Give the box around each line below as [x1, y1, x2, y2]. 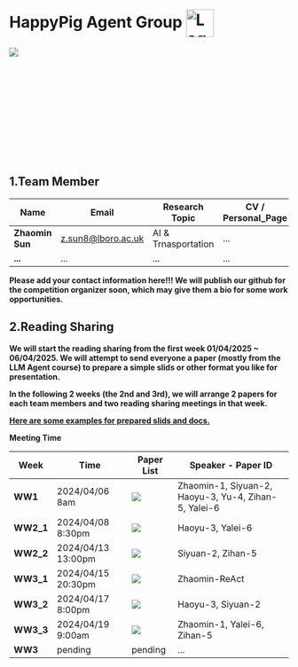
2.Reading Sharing [9, 319, 114, 334]
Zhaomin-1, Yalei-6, [176, 617, 264, 630]
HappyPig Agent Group [9, 12, 183, 32]
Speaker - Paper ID [189, 459, 273, 471]
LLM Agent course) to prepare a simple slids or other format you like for [9, 362, 278, 373]
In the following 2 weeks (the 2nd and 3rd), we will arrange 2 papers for [9, 388, 278, 399]
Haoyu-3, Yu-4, [176, 490, 247, 503]
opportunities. [9, 294, 64, 304]
